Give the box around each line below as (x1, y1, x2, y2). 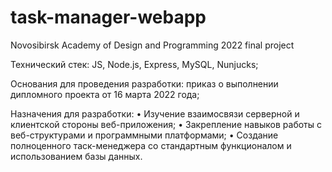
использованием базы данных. (10, 150, 143, 162)
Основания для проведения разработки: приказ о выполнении (10, 77, 279, 90)
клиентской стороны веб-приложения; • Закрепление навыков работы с (10, 118, 322, 130)
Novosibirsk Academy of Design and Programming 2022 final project (10, 39, 295, 51)
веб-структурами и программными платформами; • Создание (10, 129, 279, 141)
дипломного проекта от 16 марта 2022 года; (10, 88, 200, 100)
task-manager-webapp (10, 6, 207, 29)
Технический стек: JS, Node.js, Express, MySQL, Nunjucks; (10, 58, 259, 70)
